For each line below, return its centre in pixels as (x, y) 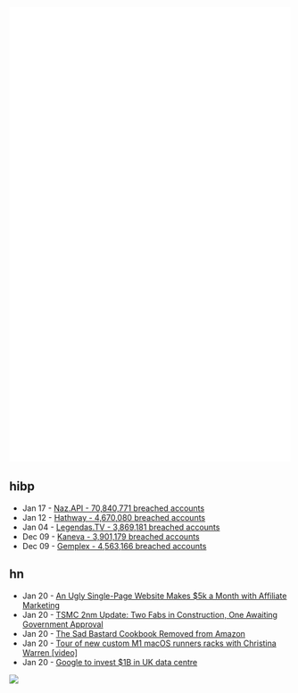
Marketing (41, 605)
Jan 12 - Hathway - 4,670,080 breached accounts (114, 517)
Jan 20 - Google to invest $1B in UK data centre (110, 662)
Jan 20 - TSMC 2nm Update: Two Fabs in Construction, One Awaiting (150, 614)
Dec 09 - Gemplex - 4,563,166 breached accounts (114, 546)
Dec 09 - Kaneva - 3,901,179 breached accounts (111, 536)
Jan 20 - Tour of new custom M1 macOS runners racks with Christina (149, 643)
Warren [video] (50, 652)
